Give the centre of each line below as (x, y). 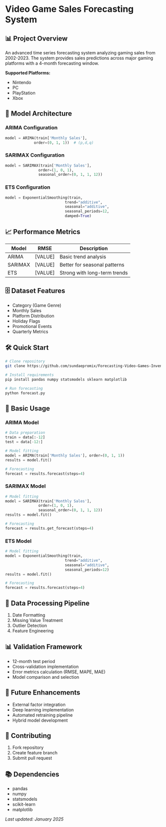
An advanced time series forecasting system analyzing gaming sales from (80, 53)
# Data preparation (25, 433)
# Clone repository (25, 362)
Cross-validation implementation (45, 666)
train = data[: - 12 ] (25, 437)
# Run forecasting (24, 388)
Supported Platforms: (28, 73)
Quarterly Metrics (30, 331)
